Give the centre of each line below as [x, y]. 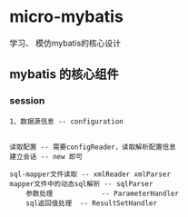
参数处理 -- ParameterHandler [103, 193]
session [27, 101]
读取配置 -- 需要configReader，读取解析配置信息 [93, 147]
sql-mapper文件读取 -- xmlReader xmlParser [90, 174]
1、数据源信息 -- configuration [67, 121]
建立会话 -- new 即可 [46, 156]
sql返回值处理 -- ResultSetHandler [91, 203]
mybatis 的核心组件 [64, 74]
